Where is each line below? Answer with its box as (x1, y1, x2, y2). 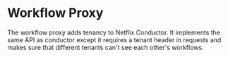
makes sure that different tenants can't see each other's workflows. (7, 43, 204, 51)
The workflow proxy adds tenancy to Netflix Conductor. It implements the (7, 28, 221, 37)
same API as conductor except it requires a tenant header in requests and (7, 35, 222, 44)
